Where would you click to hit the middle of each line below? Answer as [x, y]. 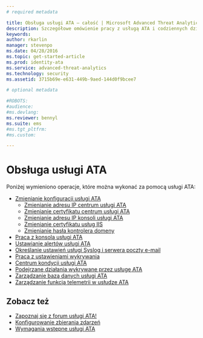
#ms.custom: [21, 135]
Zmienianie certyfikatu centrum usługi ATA [77, 211]
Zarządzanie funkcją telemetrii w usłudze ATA [72, 282]
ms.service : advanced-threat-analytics [56, 68]
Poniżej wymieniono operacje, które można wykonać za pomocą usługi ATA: [101, 187]
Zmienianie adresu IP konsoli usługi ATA [74, 218]
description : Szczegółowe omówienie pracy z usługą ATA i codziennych [97, 28]
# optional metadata [32, 90]
